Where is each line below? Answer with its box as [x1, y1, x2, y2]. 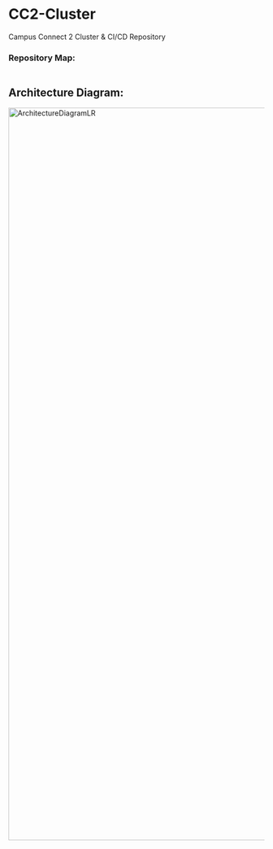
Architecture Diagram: [8, 85, 124, 99]
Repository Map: [8, 52, 76, 63]
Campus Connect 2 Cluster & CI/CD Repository [8, 32, 167, 42]
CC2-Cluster [8, 5, 96, 24]
